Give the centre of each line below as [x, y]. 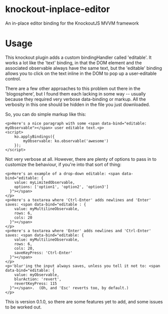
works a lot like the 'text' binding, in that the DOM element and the [73, 63]
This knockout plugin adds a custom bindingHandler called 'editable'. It [78, 57]
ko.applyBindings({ [35, 137]
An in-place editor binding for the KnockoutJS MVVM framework [72, 23]
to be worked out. [23, 307]
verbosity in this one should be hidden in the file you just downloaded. [78, 104]
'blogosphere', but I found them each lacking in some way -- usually [75, 93]
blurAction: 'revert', [38, 279]
